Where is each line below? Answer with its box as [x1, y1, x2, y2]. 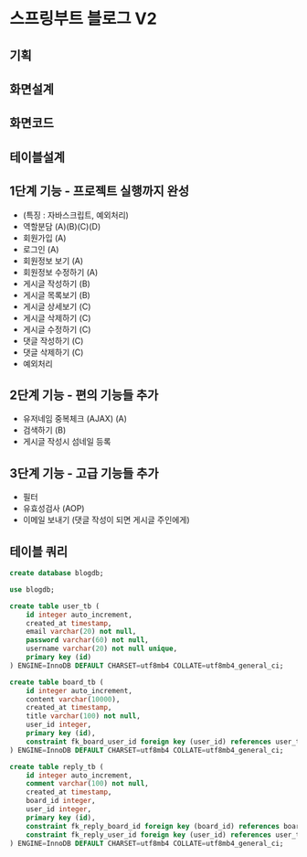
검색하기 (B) [22, 424, 67, 435]
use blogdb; [9, 584, 55, 595]
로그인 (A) [22, 243, 59, 254]
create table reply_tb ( [9, 762, 104, 771]
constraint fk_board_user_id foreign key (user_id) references [26, 737, 272, 746]
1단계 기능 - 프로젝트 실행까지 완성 [9, 184, 190, 199]
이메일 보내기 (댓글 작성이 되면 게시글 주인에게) [22, 514, 190, 526]
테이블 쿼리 [9, 543, 69, 559]
